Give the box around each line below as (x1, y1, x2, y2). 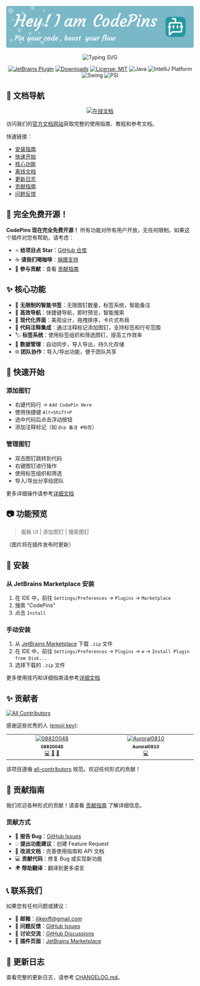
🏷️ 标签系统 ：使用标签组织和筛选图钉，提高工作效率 (14, 331, 143, 338)
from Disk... (14, 655, 48, 662)
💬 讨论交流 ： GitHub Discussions (14, 930, 94, 937)
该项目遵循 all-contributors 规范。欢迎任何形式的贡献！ (6, 766, 141, 773)
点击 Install (14, 609, 46, 617)
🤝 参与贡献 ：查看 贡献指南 (14, 265, 79, 272)
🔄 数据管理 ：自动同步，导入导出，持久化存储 (14, 340, 124, 347)
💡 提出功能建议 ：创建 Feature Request (14, 840, 109, 848)
